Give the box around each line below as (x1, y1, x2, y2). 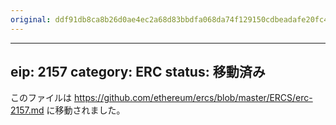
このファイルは (10, 92, 72, 104)
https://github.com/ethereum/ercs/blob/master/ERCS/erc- (73, 92, 313, 104)
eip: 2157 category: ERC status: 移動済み (10, 64, 266, 81)
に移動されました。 (46, 104, 126, 116)
